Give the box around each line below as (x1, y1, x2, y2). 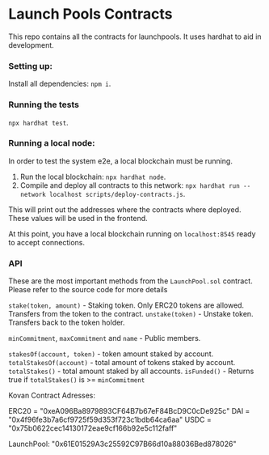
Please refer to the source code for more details (8, 285, 168, 295)
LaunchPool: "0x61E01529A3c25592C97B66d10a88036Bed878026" (8, 439, 237, 449)
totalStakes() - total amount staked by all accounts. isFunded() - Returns (8, 366, 254, 376)
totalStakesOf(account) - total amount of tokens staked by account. (8, 358, 236, 368)
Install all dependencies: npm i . (8, 79, 111, 89)
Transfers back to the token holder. (8, 317, 125, 328)
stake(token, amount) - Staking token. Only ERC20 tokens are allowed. (8, 300, 245, 310)
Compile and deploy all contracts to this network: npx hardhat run (19, 180, 240, 190)
